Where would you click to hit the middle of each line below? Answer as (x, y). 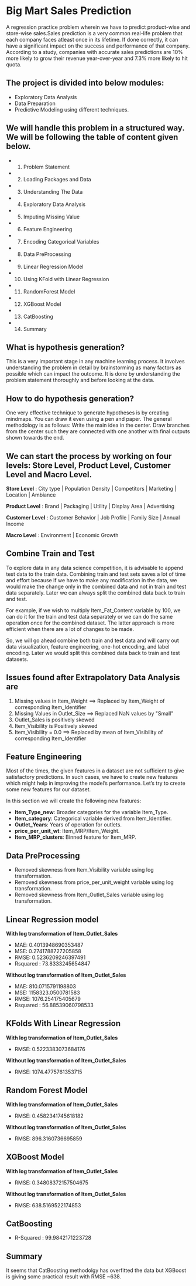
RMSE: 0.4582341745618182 (49, 1116)
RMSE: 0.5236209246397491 (50, 957)
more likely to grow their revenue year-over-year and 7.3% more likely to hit (97, 58)
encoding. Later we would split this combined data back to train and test (93, 653)
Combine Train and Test (50, 554)
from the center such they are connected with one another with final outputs (98, 431)
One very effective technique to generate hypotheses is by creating (87, 413)
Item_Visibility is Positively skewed (56, 725)
